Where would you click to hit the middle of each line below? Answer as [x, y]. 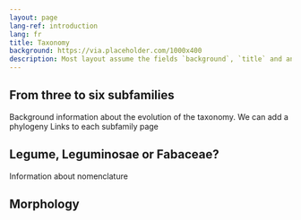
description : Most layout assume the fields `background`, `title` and [146, 59]
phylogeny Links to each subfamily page [84, 126]
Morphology [44, 204]
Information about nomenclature [69, 176]
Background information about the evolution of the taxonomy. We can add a [149, 116]
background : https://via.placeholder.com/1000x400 [106, 51]
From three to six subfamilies [92, 95]
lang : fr [26, 34]
